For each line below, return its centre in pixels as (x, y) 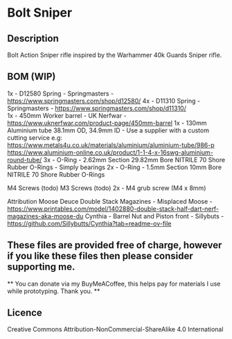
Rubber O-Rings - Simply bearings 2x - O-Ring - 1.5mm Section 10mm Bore (115, 167)
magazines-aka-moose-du (45, 216)
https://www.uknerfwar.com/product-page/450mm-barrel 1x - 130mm (107, 123)
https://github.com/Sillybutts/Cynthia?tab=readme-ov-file (89, 223)
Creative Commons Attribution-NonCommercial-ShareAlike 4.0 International (115, 329)
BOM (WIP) (32, 77)
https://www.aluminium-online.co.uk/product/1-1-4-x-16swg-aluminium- (110, 152)
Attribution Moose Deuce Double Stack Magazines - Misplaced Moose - (110, 201)
